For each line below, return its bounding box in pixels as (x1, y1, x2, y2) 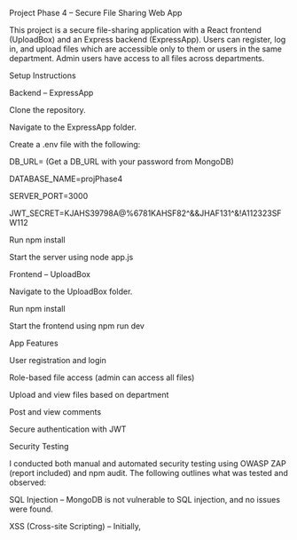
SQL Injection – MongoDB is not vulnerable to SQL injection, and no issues (9, 495, 281, 504)
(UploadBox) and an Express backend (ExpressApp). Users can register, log (9, 35, 286, 44)
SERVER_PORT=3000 (9, 191, 89, 201)
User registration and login (9, 355, 106, 365)
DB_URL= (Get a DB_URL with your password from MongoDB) (9, 156, 235, 167)
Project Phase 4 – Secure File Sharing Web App (9, 8, 183, 18)
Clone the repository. (9, 105, 86, 115)
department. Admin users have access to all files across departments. (9, 53, 265, 63)
